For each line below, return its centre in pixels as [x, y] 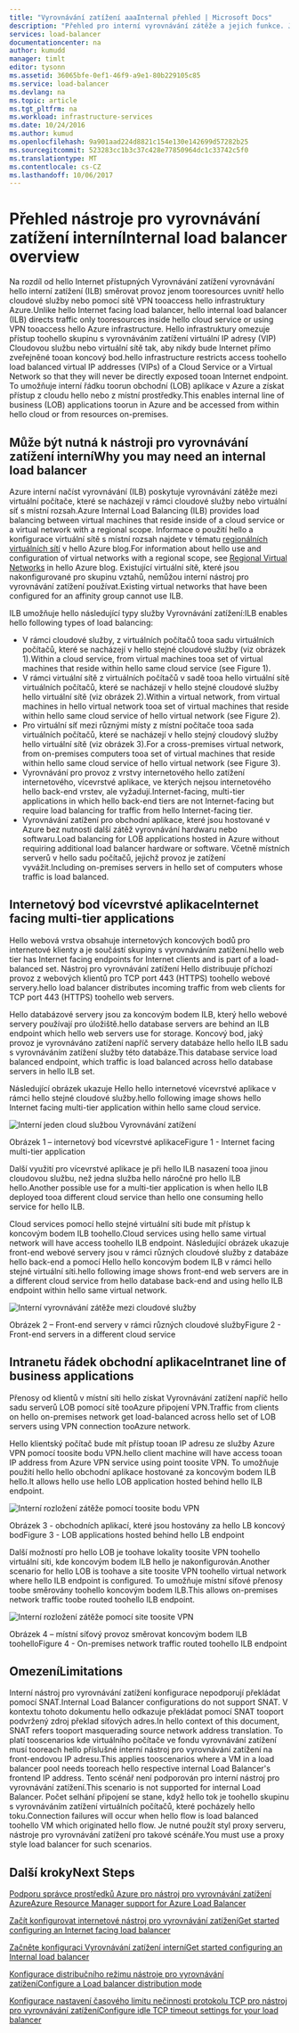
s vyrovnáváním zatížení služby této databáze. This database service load [143, 1052]
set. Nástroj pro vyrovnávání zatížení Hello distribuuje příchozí [159, 968]
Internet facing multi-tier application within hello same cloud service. [135, 1107]
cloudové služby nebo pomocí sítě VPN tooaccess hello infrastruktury [137, 300]
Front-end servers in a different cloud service [93, 1334]
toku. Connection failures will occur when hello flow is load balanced [134, 1816]
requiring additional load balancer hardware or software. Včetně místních [156, 848]
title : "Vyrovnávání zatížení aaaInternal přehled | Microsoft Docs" [141, 17]
